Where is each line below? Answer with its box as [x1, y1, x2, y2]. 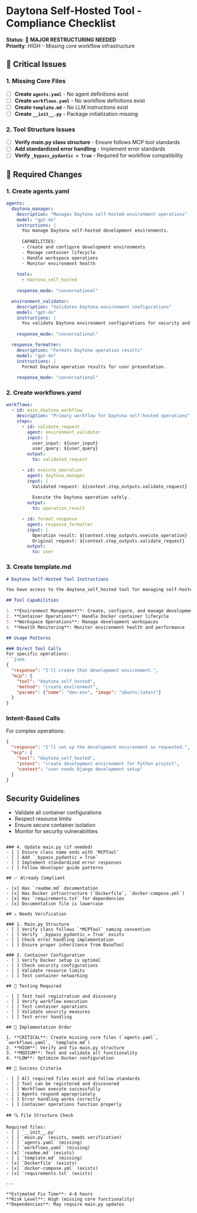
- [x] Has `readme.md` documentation [6, 885, 98, 891]
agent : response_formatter [27, 522, 93, 527]
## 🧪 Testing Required [6, 983, 62, 989]
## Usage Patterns [6, 635, 51, 641]
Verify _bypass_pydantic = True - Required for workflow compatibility [14, 152, 184, 159]
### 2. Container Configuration [6, 953, 85, 958]
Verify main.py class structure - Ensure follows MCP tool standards [14, 139, 180, 146]
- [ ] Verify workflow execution [6, 998, 88, 1005]
